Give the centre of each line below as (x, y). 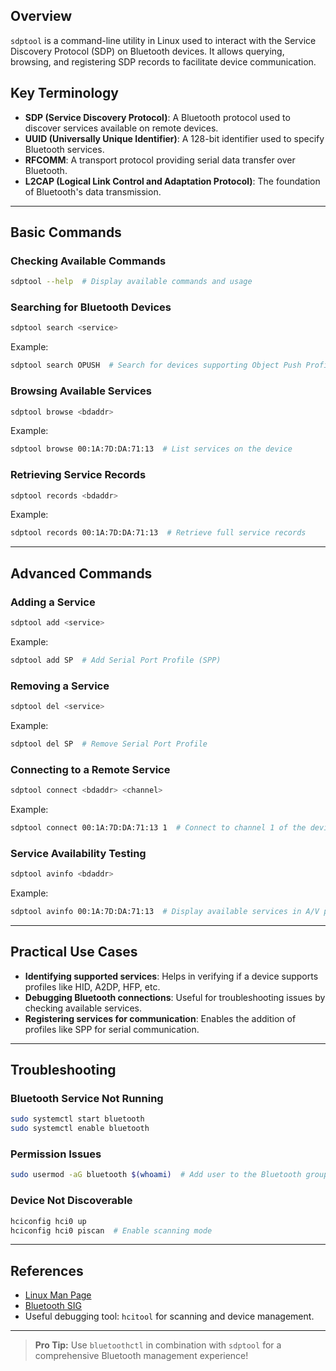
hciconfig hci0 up (48, 1221)
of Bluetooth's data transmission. (93, 191)
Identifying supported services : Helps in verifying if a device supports (171, 976)
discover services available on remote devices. (121, 128)
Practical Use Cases (74, 952)
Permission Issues (56, 1154)
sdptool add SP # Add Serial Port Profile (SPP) (116, 660)
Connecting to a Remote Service (90, 769)
